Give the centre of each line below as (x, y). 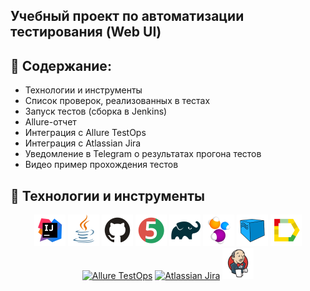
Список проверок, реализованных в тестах (117, 101)
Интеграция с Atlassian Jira (83, 143)
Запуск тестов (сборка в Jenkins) (96, 111)
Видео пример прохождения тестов (101, 165)
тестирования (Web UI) (86, 32)
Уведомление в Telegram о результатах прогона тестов (143, 154)
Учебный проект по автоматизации (127, 16)
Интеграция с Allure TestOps (85, 133)
